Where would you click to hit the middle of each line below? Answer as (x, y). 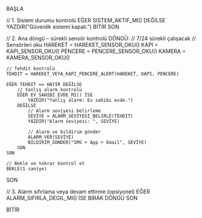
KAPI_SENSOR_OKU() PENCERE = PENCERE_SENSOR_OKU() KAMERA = (96, 51)
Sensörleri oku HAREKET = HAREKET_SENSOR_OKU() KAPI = (82, 45)
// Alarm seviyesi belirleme (65, 111)
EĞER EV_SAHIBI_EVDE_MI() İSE (55, 95)
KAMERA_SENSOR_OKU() (38, 58)
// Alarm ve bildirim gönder (65, 132)
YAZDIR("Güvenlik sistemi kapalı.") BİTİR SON (63, 27)
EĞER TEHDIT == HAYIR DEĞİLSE (44, 84)
